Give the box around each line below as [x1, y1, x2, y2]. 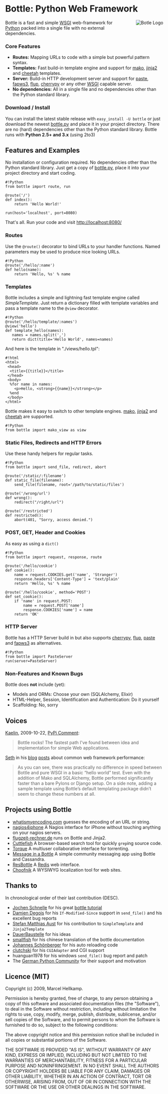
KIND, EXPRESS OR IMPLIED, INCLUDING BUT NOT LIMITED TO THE [5, 1052, 147, 1058]
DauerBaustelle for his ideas [12, 931, 71, 937]
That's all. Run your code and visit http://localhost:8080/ [5, 219, 122, 225]
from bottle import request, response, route [5, 554, 102, 560]
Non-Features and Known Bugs [5, 670, 84, 677]
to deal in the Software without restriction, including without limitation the [5, 1006, 156, 1012]
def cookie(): [5, 568, 35, 573]
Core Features [5, 43, 41, 50]
